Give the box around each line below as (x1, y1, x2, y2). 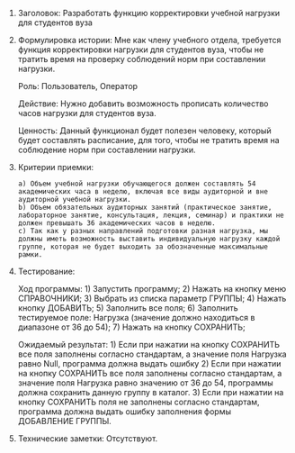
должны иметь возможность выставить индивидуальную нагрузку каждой (17, 234, 281, 243)
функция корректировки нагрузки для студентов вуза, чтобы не (17, 44, 264, 55)
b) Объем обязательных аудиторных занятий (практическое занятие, (17, 203, 273, 212)
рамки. (17, 250, 43, 259)
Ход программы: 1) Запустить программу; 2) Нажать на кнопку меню (17, 284, 287, 294)
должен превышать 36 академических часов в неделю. (17, 219, 216, 228)
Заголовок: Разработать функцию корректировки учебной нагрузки (17, 8, 281, 18)
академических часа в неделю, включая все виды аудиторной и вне (17, 187, 268, 196)
